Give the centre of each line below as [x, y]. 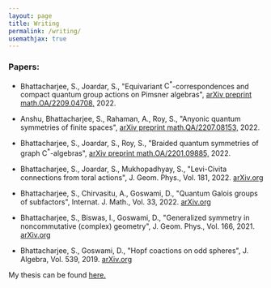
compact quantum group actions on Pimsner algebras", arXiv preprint [136, 95]
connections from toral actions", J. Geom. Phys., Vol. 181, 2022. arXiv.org [142, 177]
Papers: [24, 67]
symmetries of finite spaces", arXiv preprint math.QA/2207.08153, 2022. [140, 127]
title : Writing [34, 24]
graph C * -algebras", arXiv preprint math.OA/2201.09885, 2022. [125, 153]
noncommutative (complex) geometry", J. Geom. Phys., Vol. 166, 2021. [137, 226]
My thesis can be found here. [57, 275]
